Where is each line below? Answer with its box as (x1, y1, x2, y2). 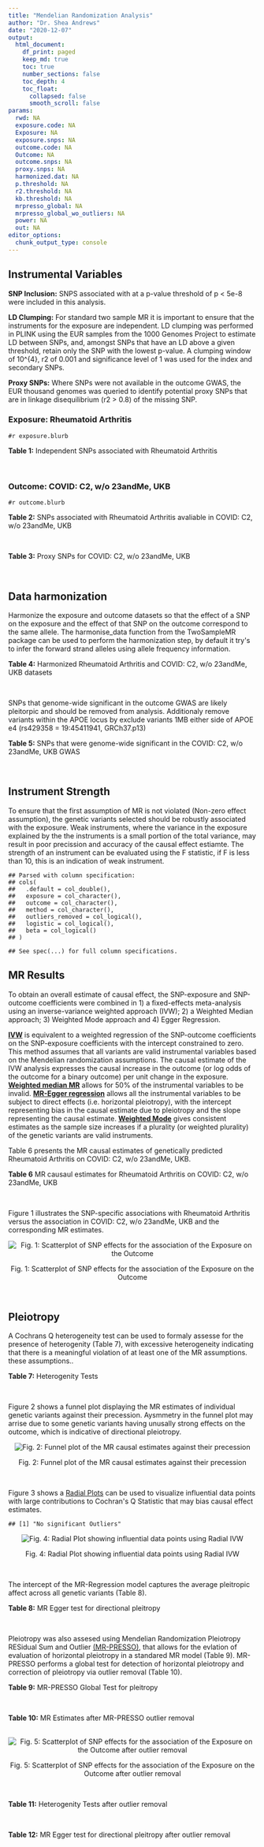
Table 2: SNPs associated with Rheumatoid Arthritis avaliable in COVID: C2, (8, 513, 254, 522)
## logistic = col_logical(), (8, 920, 114, 927)
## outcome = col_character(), (8, 899, 118, 907)
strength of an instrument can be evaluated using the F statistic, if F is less (8, 848, 250, 857)
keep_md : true (22, 56, 69, 64)
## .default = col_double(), (8, 885, 111, 893)
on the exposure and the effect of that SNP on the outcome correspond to (8, 619, 248, 628)
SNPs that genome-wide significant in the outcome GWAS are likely (8, 698, 228, 708)
